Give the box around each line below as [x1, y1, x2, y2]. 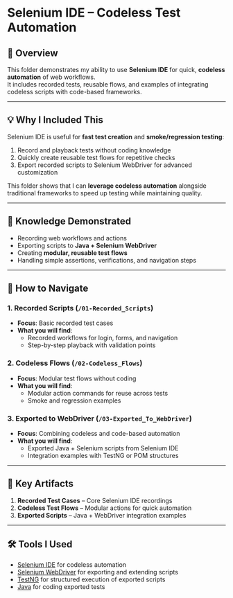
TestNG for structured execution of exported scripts [17, 575, 166, 583]
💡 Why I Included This [7, 114, 104, 126]
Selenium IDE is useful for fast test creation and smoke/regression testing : [7, 132, 224, 141]
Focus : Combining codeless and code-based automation [17, 429, 180, 437]
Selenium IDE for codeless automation [17, 560, 127, 569]
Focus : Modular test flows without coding [17, 374, 137, 382]
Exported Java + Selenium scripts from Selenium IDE [27, 443, 179, 452]
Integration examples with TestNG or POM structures [27, 451, 179, 459]
